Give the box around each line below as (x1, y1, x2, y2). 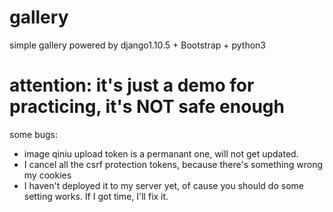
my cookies (23, 169, 72, 181)
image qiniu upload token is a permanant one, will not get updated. (23, 147, 299, 160)
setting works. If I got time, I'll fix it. (23, 190, 169, 202)
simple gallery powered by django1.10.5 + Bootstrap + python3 (9, 39, 267, 51)
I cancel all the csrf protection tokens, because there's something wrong (23, 158, 324, 170)
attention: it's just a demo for (9, 74, 255, 97)
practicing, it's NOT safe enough (9, 96, 285, 118)
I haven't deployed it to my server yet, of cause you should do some (23, 179, 304, 191)
